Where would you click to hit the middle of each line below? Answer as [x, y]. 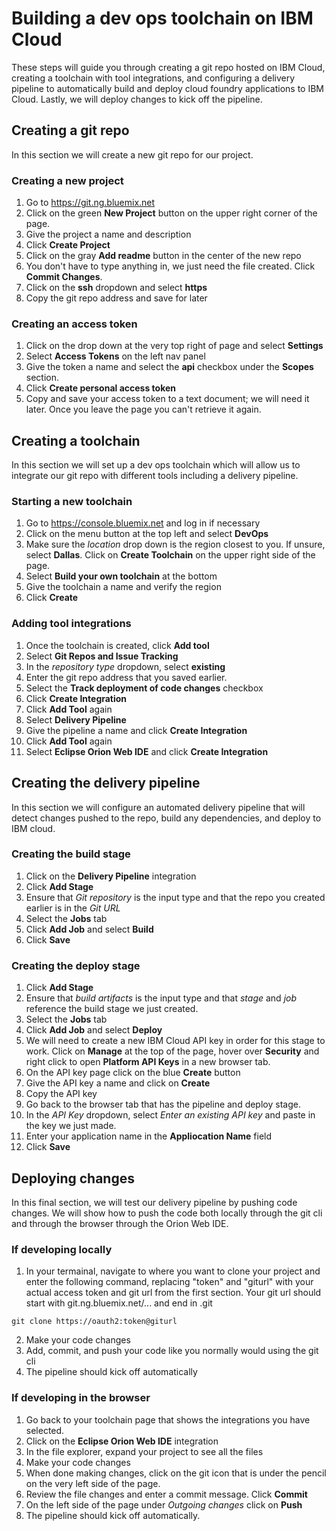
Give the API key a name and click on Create [118, 1083]
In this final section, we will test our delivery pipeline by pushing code [154, 1202]
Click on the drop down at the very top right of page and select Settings [174, 346]
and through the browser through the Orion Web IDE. [120, 1223]
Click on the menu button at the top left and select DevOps [147, 534]
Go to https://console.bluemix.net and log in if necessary [143, 523]
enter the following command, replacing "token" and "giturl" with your [169, 1282]
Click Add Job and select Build [89, 929]
